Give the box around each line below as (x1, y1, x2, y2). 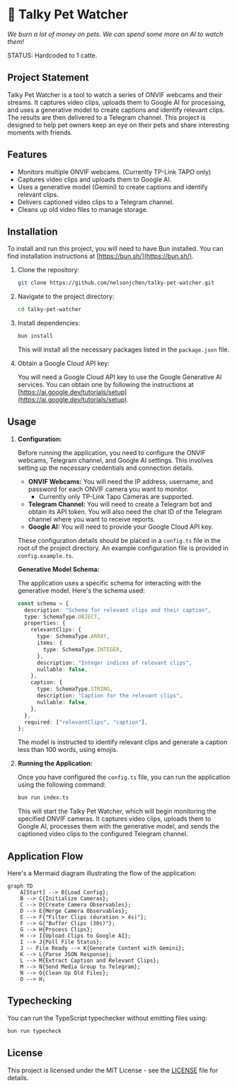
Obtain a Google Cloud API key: (17, 359, 110, 367)
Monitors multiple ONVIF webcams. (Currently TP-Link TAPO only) (17, 167, 212, 176)
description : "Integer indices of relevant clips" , (36, 659, 192, 666)
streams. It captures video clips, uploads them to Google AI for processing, (7, 98, 226, 106)
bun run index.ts (17, 794, 69, 802)
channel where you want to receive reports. (28, 515, 156, 523)
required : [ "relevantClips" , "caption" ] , (24, 719, 149, 726)
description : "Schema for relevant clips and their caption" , (24, 606, 212, 614)
